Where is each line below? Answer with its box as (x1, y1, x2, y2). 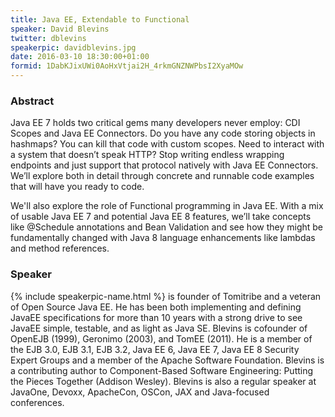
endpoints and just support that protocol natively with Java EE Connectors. (10, 159, 319, 171)
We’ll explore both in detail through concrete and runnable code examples (10, 170, 315, 182)
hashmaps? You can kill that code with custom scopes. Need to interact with (10, 138, 325, 150)
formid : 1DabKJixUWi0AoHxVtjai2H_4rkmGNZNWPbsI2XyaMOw (10, 61, 244, 71)
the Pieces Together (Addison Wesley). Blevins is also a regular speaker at (10, 375, 317, 387)
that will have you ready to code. (10, 181, 145, 193)
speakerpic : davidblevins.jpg (10, 42, 137, 53)
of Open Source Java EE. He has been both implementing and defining (10, 301, 302, 313)
